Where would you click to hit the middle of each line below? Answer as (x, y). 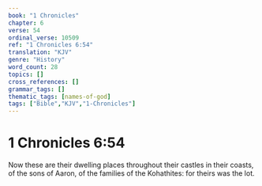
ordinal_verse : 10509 (44, 38)
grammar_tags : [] (37, 89)
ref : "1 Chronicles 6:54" (51, 45)
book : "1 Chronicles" (44, 15)
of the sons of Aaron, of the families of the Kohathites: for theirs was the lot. (131, 173)
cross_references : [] (44, 82)
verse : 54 (24, 30)
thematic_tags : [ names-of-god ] (60, 97)
